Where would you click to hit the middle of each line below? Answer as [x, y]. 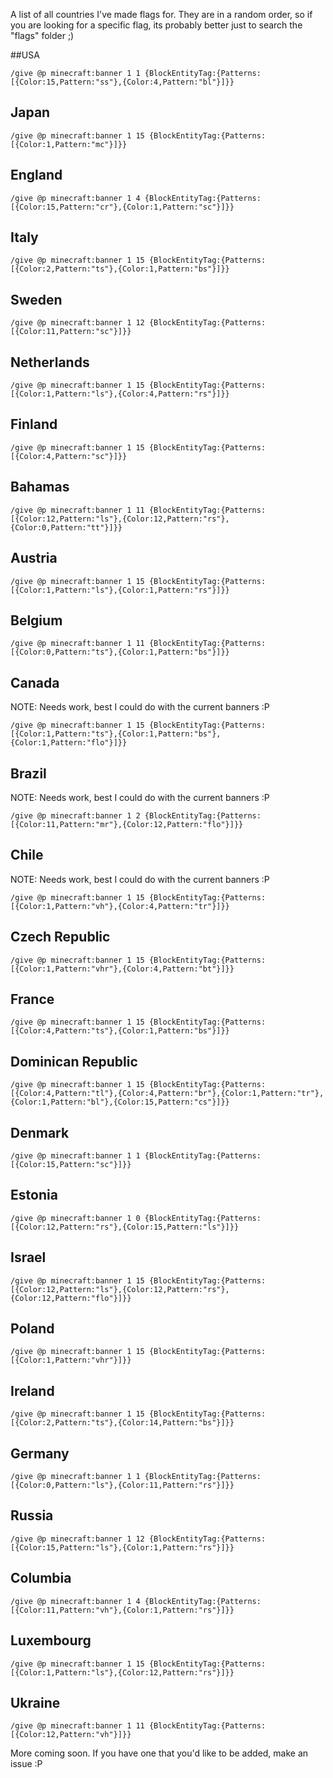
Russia [32, 1515]
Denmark [40, 1132]
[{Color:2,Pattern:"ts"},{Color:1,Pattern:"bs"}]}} [120, 269]
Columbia [41, 1578]
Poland [32, 1329]
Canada [35, 682]
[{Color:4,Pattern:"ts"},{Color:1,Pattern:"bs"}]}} [120, 1031]
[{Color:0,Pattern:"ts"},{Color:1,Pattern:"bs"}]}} [120, 652]
